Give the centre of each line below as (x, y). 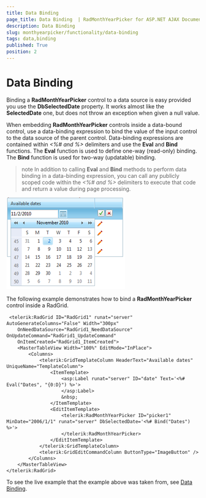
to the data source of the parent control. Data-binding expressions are (95, 137)
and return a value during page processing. (76, 189)
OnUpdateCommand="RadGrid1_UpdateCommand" (61, 335)
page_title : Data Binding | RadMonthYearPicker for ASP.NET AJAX (93, 19)
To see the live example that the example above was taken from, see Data (100, 482)
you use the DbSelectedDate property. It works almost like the (85, 106)
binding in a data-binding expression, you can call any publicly (100, 175)
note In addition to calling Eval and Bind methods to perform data (104, 169)
